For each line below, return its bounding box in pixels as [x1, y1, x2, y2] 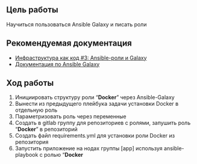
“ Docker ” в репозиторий [14, 126, 78, 133]
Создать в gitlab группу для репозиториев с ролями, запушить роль [14, 120, 191, 127]
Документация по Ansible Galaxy [14, 60, 100, 68]
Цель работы [6, 5, 58, 15]
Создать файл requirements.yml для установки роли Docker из [14, 132, 175, 139]
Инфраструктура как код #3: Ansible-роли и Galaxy [14, 54, 147, 61]
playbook [14, 151, 39, 159]
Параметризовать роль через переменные [14, 113, 127, 120]
